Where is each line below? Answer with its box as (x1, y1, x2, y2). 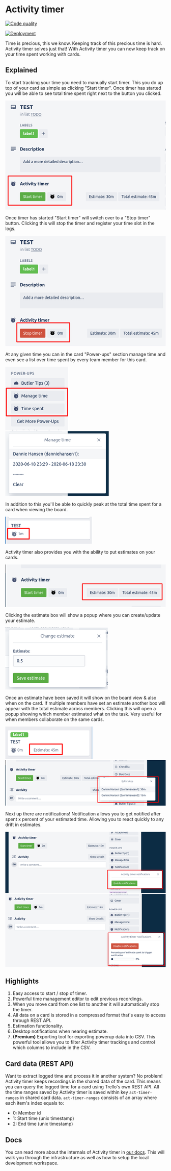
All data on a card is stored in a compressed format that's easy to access (12, 1012, 166, 1018)
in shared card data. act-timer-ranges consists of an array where (20, 1094, 157, 1101)
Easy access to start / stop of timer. (12, 990, 88, 996)
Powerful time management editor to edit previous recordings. (12, 996, 144, 1002)
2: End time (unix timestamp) (12, 1121, 73, 1127)
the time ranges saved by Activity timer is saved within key (5, 1089, 128, 1095)
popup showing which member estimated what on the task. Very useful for (5, 711, 162, 717)
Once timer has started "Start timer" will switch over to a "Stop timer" (5, 214, 151, 220)
